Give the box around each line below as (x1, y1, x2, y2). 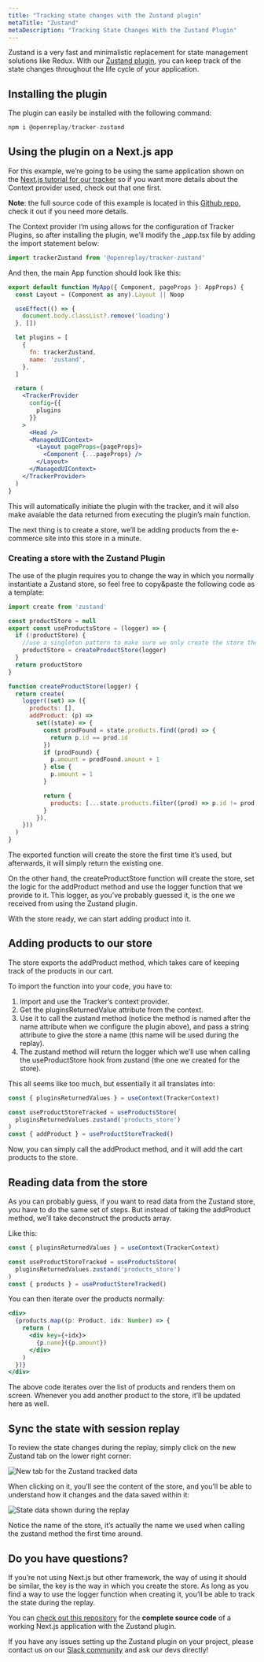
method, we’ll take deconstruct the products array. (8, 1214, 172, 1223)
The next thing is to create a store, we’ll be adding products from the (8, 525, 230, 534)
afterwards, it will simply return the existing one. (8, 859, 163, 868)
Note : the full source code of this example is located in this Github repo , (8, 198, 241, 207)
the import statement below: (8, 238, 100, 248)
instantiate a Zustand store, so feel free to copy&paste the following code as (8, 579, 255, 588)
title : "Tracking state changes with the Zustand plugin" (8, 11, 202, 20)
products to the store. (8, 1153, 79, 1163)
